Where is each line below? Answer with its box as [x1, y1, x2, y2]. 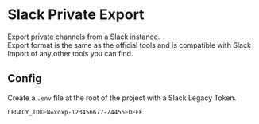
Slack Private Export [7, 6, 145, 24]
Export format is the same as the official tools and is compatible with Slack [7, 40, 252, 49]
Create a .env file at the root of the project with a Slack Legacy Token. [7, 93, 237, 103]
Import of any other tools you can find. [7, 48, 133, 58]
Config [7, 72, 42, 85]
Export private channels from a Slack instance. [7, 32, 160, 41]
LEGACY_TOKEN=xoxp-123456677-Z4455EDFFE [7, 108, 144, 116]
